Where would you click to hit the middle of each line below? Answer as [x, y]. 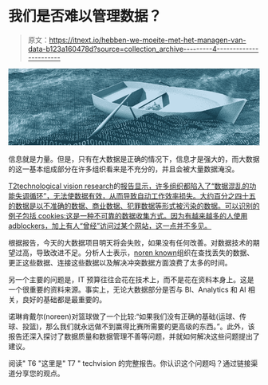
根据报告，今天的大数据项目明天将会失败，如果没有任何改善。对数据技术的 [130, 242]
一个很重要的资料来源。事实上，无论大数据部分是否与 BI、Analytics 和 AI [127, 289]
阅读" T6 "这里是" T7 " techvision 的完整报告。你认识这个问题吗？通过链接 [130, 363]
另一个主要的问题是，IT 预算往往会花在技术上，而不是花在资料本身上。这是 [131, 279]
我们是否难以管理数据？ [85, 16]
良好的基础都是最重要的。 [64, 299]
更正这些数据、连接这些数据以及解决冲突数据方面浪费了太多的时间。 [120, 262]
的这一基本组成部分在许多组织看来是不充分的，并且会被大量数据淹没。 [124, 169]
